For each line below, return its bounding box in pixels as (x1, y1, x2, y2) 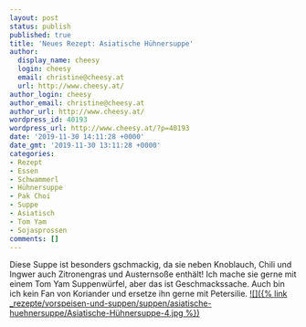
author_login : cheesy (9, 90, 92, 99)
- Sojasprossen (9, 226, 68, 235)
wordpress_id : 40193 (9, 115, 89, 124)
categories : (9, 149, 55, 158)
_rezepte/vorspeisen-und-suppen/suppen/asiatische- (9, 298, 212, 309)
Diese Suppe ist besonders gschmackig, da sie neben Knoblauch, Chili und (9, 259, 292, 270)
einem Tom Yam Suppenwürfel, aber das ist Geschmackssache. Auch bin (9, 279, 286, 290)
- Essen (9, 166, 39, 175)
